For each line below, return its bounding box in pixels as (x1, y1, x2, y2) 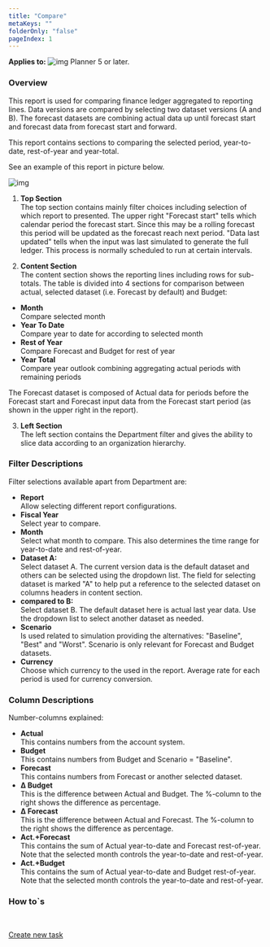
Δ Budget (20, 780, 53, 790)
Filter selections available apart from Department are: (8, 477, 187, 487)
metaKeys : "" (8, 20, 53, 28)
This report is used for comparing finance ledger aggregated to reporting (8, 95, 254, 106)
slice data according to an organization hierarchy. (20, 438, 186, 447)
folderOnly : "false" (8, 27, 79, 35)
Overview (8, 77, 48, 89)
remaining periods (20, 372, 81, 382)
